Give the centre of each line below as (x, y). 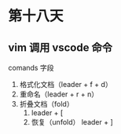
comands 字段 (31, 68)
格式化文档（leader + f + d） (66, 84)
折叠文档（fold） (46, 104)
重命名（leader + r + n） (59, 94)
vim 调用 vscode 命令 (60, 47)
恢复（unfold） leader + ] (72, 122)
